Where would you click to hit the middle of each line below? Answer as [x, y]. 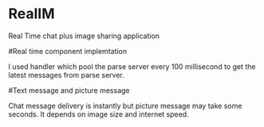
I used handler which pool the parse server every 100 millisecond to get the [132, 66]
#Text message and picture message [69, 90]
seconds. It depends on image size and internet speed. [99, 114]
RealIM [32, 14]
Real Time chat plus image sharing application [84, 36]
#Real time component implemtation [68, 51]
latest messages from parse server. [67, 75]
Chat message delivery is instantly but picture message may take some [125, 106]
